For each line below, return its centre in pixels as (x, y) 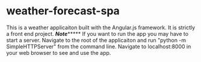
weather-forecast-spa (63, 11)
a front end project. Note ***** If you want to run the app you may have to (97, 33)
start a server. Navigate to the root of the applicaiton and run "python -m (96, 40)
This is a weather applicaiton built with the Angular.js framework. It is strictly (101, 27)
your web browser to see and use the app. (59, 52)
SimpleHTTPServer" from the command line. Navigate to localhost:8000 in (99, 46)
